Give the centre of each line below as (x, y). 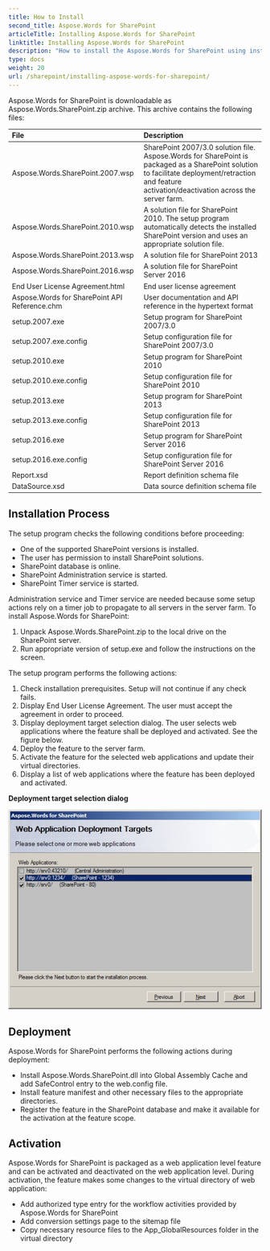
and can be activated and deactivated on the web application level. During (131, 1171)
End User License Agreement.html (68, 286)
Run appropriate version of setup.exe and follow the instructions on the (137, 648)
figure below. (42, 739)
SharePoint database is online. (70, 566)
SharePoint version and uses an (196, 235)
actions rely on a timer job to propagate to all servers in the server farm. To (133, 607)
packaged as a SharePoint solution (201, 164)
